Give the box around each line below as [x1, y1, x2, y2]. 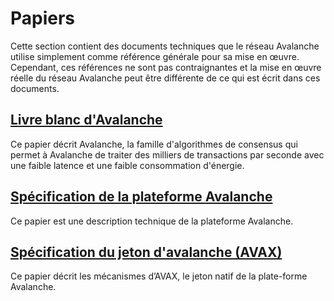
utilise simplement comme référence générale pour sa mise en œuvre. [10, 50, 300, 62]
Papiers [10, 7, 76, 30]
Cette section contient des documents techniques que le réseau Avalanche [10, 40, 320, 52]
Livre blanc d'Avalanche [10, 112, 163, 129]
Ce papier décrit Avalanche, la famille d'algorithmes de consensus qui [10, 138, 298, 150]
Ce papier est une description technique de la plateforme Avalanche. [10, 215, 294, 227]
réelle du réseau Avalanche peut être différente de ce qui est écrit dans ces [10, 72, 321, 84]
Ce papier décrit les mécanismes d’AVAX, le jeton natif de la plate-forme [10, 270, 308, 282]
